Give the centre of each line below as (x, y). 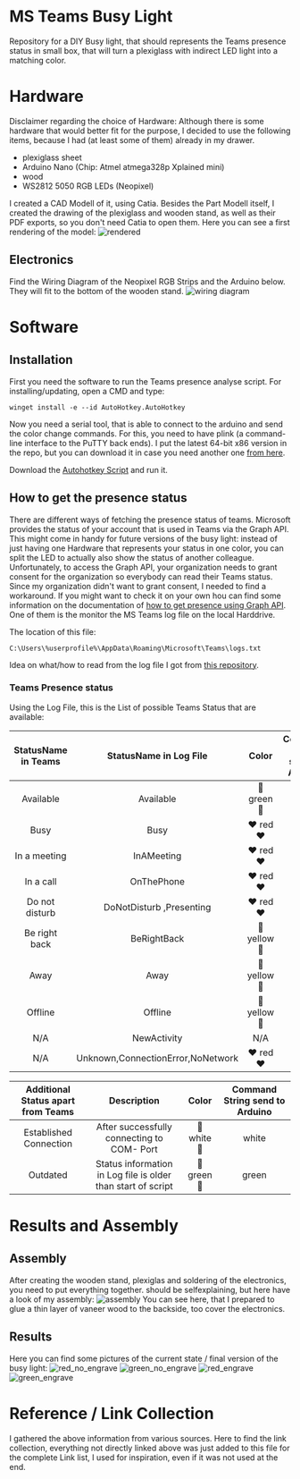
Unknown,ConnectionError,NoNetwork (158, 1058)
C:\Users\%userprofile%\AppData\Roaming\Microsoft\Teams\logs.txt (135, 648)
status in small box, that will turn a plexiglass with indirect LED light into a (144, 50)
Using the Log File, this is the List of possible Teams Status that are (133, 707)
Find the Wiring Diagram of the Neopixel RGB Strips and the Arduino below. (147, 281)
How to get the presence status (98, 498)
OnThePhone (158, 881)
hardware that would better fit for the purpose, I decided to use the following (150, 131)
